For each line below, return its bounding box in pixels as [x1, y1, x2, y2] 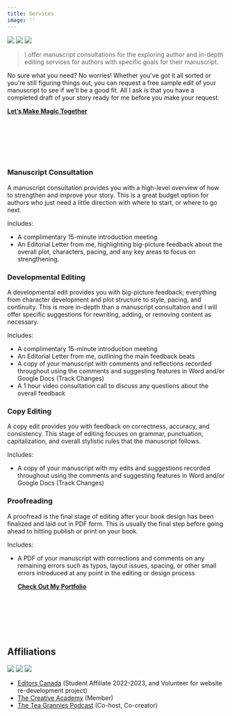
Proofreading [7, 496, 53, 506]
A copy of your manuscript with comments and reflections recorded [17, 359, 212, 368]
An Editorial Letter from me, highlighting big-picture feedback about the [17, 240, 222, 248]
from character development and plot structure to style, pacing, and [7, 295, 201, 304]
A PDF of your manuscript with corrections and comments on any [17, 554, 205, 562]
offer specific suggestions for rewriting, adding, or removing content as [7, 311, 212, 319]
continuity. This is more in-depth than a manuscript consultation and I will [7, 303, 217, 311]
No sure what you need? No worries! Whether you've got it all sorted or [7, 71, 212, 79]
